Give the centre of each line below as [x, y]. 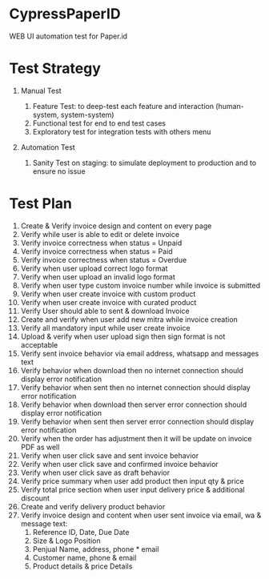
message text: [44, 523]
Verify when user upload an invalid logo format [98, 276]
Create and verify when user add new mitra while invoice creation [129, 319]
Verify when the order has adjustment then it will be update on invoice [136, 438]
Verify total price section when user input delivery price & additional [132, 489]
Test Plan [41, 204]
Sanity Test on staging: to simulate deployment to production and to [145, 163]
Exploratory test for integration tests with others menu [122, 131]
